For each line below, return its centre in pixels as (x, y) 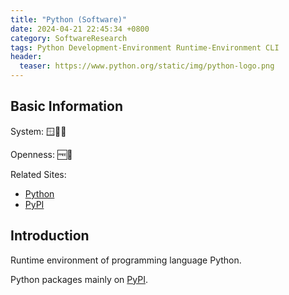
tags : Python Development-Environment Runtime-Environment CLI (145, 47)
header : (26, 57)
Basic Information (67, 106)
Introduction (50, 236)
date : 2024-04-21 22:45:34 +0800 (80, 29)
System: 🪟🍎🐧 (38, 131)
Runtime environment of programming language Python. (126, 260)
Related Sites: (38, 174)
